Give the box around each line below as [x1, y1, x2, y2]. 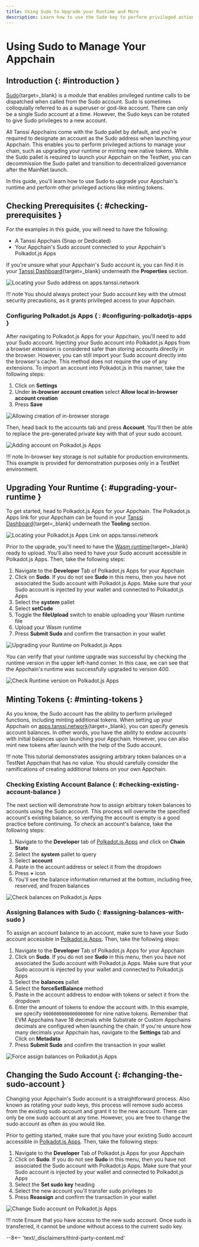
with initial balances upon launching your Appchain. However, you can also [6, 735, 189, 742]
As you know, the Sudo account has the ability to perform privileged [6, 710, 172, 717]
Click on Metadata [14, 1035, 61, 1042]
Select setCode [14, 605, 53, 612]
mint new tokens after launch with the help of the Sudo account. [6, 742, 163, 749]
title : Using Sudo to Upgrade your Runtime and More [6, 8, 139, 15]
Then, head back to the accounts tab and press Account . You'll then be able [6, 424, 192, 431]
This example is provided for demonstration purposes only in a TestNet [6, 459, 179, 466]
